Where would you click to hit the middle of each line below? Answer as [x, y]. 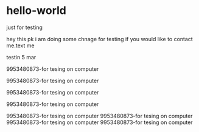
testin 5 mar [21, 57]
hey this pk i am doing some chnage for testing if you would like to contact [100, 39]
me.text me [20, 45]
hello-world [37, 11]
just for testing [24, 27]
